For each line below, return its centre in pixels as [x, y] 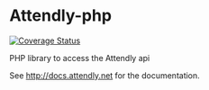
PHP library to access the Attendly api [80, 58]
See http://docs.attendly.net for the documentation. [104, 75]
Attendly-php [61, 16]
